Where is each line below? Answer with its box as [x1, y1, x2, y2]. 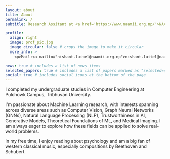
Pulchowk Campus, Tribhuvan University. [5, 92, 91, 98]
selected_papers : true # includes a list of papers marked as [5, 68, 139, 73]
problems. [18, 128, 39, 134]
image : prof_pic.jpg [10, 40, 53, 45]
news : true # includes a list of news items [5, 63, 101, 68]
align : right [10, 35, 37, 40]
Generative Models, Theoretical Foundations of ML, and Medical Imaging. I [5, 118, 161, 124]
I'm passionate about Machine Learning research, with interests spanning [5, 101, 158, 108]
